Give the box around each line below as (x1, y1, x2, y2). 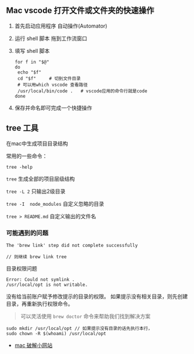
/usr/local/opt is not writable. (6, 282, 88, 288)
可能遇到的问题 (6, 229, 49, 237)
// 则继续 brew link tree (6, 253, 67, 260)
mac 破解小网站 (14, 342, 53, 349)
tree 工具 (6, 123, 39, 133)
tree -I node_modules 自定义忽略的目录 (6, 200, 105, 207)
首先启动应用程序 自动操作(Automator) (14, 22, 108, 29)
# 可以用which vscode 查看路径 (17, 82, 88, 88)
